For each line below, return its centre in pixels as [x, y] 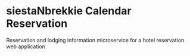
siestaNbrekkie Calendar [69, 11]
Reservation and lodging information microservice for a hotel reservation [95, 40]
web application [26, 46]
